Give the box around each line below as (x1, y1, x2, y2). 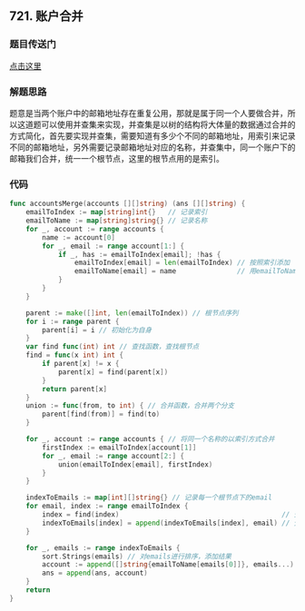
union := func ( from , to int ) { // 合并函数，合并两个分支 (25, 401, 234, 410)
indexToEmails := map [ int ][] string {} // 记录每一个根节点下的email (25, 493, 272, 502)
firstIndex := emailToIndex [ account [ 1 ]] (42, 443, 197, 452)
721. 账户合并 (9, 8, 84, 25)
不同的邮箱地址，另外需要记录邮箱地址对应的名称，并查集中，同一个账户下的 (9, 142, 296, 153)
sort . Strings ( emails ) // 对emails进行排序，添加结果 (42, 552, 232, 561)
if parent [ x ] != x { (42, 360, 120, 369)
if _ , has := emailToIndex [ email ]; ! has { (57, 250, 221, 259)
